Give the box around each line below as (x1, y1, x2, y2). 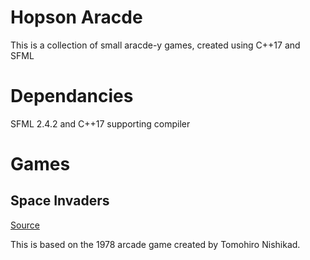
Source (10, 219, 40, 231)
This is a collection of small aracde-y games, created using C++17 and (10, 39, 301, 51)
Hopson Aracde (10, 6, 143, 29)
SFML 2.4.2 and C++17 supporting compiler (10, 117, 191, 130)
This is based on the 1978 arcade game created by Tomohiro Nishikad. (10, 238, 301, 250)
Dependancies (10, 85, 134, 108)
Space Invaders (10, 192, 110, 210)
